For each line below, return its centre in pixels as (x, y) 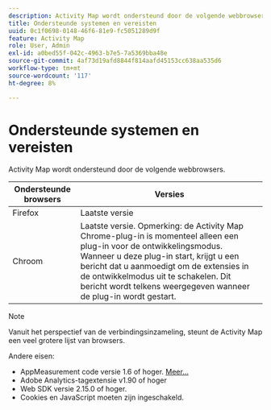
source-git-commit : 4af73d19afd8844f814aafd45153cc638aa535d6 (115, 61)
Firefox (25, 213)
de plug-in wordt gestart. (128, 296)
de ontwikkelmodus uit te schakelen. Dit (156, 276)
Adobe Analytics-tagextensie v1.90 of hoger (93, 380)
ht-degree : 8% (32, 83)
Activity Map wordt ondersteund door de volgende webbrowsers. (117, 169)
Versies (169, 194)
